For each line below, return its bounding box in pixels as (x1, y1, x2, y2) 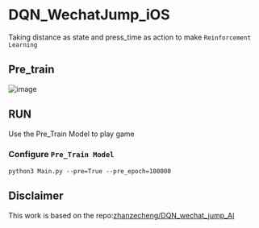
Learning (8, 40, 38, 49)
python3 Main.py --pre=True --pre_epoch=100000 (8, 167, 172, 175)
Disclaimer (8, 189, 64, 203)
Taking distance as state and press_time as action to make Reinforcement (8, 32, 252, 42)
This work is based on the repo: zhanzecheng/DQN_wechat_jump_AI (8, 210, 235, 220)
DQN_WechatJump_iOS (8, 6, 171, 24)
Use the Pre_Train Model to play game (8, 129, 135, 139)
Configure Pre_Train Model (8, 149, 115, 160)
